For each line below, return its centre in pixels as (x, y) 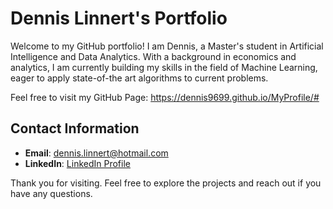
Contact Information (75, 128)
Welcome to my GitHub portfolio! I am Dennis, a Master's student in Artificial (167, 46)
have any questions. (51, 193)
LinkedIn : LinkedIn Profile (77, 163)
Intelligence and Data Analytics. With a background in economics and (153, 56)
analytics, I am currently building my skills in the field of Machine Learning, (164, 67)
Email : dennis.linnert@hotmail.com (96, 153)
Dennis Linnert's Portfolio (119, 18)
